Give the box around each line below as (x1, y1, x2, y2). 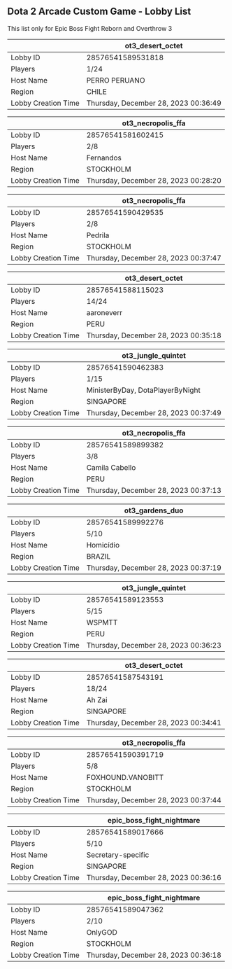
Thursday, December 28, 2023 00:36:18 (86, 950, 222, 960)
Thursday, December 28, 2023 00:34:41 (86, 718, 222, 727)
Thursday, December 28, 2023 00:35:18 (86, 330, 222, 340)
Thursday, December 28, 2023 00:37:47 (86, 253, 222, 263)
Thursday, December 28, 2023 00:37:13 (86, 485, 222, 495)
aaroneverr (86, 307, 123, 317)
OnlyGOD (86, 927, 117, 937)
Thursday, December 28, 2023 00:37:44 (86, 795, 222, 804)
